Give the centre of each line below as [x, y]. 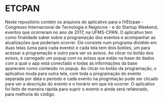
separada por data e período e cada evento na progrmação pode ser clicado [82, 79]
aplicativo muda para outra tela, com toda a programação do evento [73, 73]
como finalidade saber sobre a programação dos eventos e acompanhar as [80, 37]
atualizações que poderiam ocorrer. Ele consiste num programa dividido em [81, 42]
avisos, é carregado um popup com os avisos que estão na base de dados [80, 58]
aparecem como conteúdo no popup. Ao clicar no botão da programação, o [81, 68]
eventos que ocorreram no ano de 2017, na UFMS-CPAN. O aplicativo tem [79, 32]
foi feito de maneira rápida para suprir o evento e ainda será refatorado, [77, 89]
